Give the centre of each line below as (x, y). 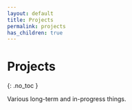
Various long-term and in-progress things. (67, 99)
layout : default (30, 13)
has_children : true (35, 33)
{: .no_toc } (23, 86)
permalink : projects (37, 26)
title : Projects (30, 20)
